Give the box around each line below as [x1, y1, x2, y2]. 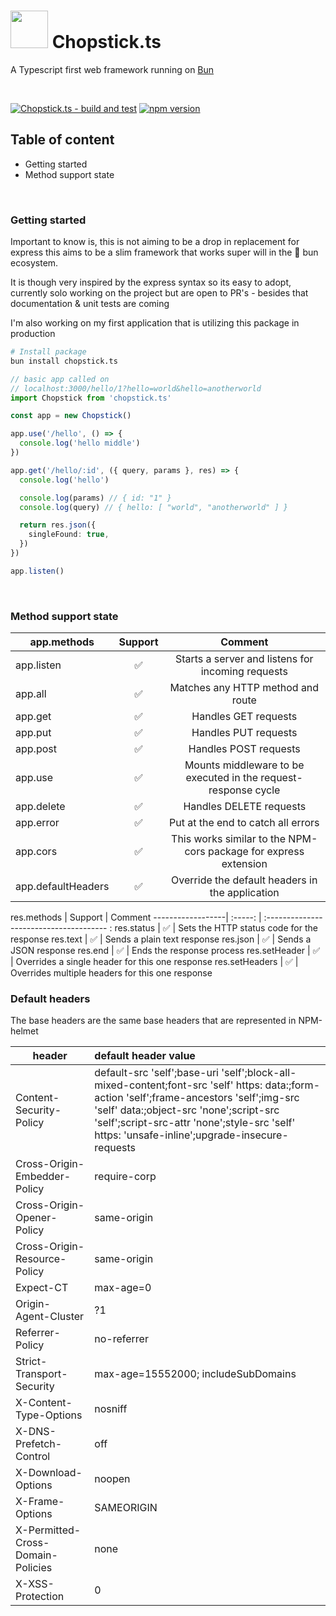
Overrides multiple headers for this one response [10, 967, 213, 979]
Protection [15, 1590, 65, 1604]
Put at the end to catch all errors [168, 816, 320, 830]
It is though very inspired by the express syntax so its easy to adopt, [10, 276, 292, 289]
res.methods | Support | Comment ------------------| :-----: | [10, 911, 262, 924]
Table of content [10, 131, 115, 149]
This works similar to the [171, 832, 287, 846]
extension [221, 857, 268, 871]
